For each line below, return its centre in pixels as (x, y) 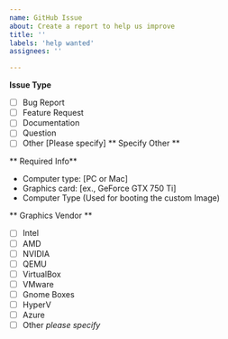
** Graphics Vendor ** (51, 216)
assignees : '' (36, 52)
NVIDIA (36, 253)
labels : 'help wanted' (52, 43)
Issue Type (31, 85)
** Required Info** (44, 161)
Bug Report (43, 103)
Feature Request (53, 113)
